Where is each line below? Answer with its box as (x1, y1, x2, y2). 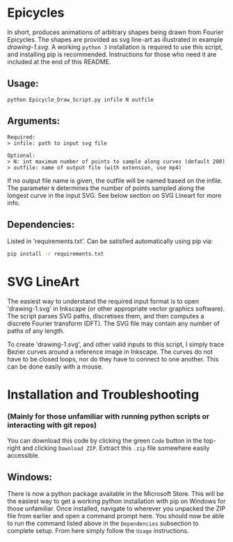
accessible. (7, 451, 40, 459)
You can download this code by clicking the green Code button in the (7, 436, 203, 444)
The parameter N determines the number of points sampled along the (7, 183, 205, 192)
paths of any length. (7, 327, 65, 335)
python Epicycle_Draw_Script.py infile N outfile (7, 96, 154, 103)
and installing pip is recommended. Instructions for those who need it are (7, 50, 217, 59)
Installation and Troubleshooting (7, 387, 200, 403)
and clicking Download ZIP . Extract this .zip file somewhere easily (22, 444, 210, 452)
